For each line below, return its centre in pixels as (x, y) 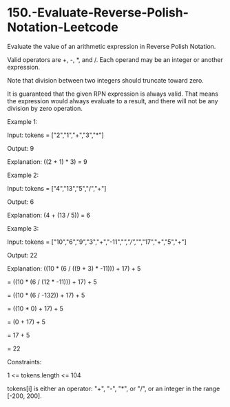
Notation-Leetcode (63, 27)
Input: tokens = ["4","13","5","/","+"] (57, 188)
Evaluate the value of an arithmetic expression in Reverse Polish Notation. (112, 46)
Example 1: (22, 121)
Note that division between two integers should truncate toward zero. (106, 80)
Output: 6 (21, 202)
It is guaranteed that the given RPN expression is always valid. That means (113, 94)
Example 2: (23, 175)
